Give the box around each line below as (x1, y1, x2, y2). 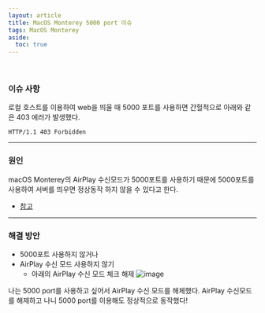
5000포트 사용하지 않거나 (19, 249, 99, 260)
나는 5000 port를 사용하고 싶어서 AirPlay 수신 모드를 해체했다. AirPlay (8, 286, 225, 296)
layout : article (8, 11, 62, 20)
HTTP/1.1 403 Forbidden (8, 128, 87, 136)
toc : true (15, 41, 47, 49)
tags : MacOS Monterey (8, 26, 80, 34)
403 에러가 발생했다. (16, 112, 80, 122)
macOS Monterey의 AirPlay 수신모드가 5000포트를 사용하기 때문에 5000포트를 (8, 175, 255, 184)
